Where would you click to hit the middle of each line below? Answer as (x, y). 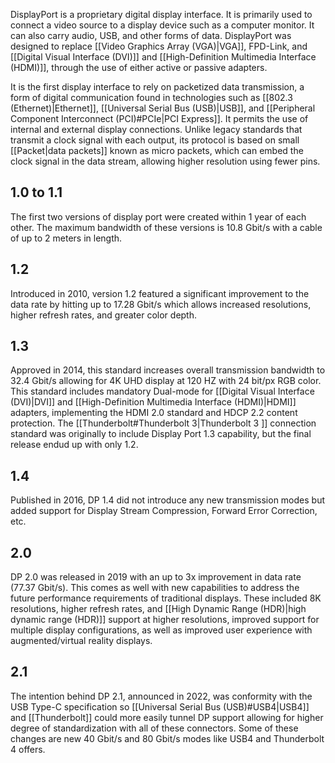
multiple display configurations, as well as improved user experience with (161, 630)
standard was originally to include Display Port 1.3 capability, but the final (161, 434)
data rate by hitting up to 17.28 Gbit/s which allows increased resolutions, (161, 304)
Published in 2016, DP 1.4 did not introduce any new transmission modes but (167, 500)
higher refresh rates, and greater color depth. (104, 315)
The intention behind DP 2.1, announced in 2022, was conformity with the (161, 696)
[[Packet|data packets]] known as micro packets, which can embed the (157, 150)
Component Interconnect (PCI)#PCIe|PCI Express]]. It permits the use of (159, 118)
